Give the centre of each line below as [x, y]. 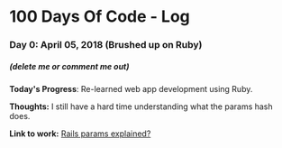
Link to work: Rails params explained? [80, 134]
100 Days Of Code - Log [100, 17]
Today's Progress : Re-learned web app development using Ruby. [131, 89]
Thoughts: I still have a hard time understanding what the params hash [141, 106]
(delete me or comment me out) [69, 66]
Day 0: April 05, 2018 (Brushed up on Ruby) [106, 45]
